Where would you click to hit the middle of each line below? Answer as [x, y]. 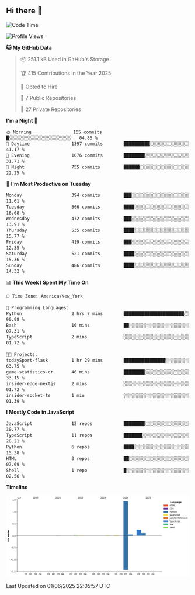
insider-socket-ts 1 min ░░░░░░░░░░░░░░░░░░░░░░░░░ [98, 395]
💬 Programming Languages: [37, 307]
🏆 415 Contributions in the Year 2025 [66, 73]
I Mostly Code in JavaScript [40, 412]
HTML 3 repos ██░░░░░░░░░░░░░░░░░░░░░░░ [98, 459]
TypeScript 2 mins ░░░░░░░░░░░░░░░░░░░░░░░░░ [98, 337]
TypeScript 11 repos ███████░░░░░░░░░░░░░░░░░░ [98, 435]
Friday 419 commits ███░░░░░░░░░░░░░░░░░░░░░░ [98, 242]
